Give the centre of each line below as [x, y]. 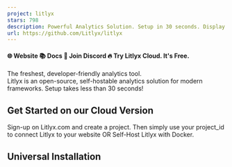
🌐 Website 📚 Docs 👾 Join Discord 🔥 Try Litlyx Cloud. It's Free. [98, 56]
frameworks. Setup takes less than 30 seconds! [75, 88]
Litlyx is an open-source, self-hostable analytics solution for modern [105, 81]
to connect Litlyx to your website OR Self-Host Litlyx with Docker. [101, 135]
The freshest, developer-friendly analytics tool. [75, 74]
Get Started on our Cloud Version [81, 110]
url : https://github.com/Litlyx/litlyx [65, 33]
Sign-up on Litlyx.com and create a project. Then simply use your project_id [116, 127]
